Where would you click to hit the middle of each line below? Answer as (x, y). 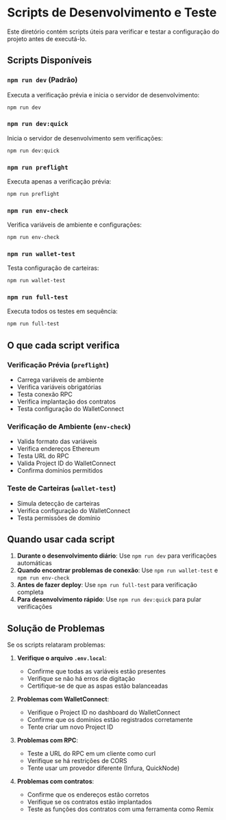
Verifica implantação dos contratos (66, 401)
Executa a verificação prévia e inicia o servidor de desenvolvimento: (103, 95)
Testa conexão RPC (45, 395)
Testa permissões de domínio (59, 518)
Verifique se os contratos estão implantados (89, 802)
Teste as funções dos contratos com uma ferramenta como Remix (121, 809)
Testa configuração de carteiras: (53, 268)
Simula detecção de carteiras (59, 503)
